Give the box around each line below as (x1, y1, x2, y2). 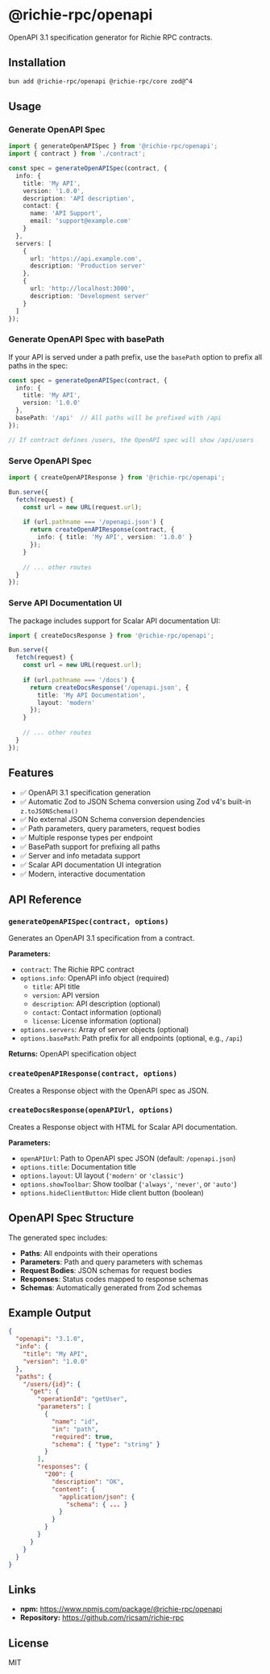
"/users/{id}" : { (23, 1380, 81, 1388)
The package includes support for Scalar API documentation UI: (8, 616, 221, 626)
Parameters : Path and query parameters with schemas (19, 1257, 203, 1267)
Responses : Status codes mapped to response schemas (19, 1274, 209, 1284)
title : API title (31, 982, 81, 992)
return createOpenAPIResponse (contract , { (29, 525, 175, 534)
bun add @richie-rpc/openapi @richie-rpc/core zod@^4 (8, 77, 193, 86)
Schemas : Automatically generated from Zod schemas (19, 1283, 202, 1292)
